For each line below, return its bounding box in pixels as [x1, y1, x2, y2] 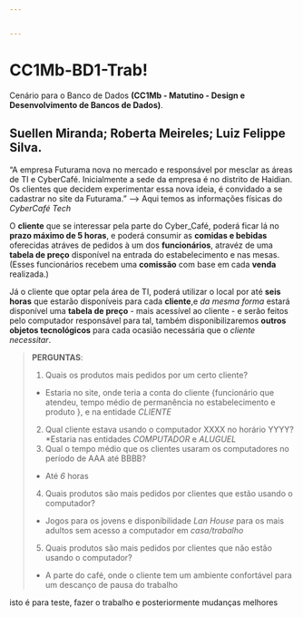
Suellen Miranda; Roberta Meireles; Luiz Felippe [9, 126, 286, 142]
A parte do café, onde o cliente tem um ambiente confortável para [44, 569, 292, 581]
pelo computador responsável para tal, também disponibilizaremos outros [9, 315, 287, 326]
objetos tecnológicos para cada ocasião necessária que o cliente [9, 324, 256, 336]
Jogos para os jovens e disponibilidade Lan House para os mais [44, 514, 284, 526]
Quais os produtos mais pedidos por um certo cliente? [44, 369, 248, 380]
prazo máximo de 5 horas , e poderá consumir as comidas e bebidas [9, 230, 268, 240]
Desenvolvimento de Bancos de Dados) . [9, 99, 163, 110]
